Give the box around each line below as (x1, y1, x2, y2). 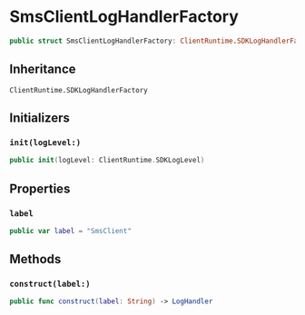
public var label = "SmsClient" (9, 226, 132, 235)
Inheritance (9, 62, 76, 77)
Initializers (9, 111, 71, 126)
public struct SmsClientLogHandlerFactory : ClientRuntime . (9, 36, 238, 45)
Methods (9, 251, 62, 267)
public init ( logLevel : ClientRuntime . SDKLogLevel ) (9, 156, 205, 165)
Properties (9, 181, 71, 196)
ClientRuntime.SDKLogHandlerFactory (9, 85, 148, 94)
